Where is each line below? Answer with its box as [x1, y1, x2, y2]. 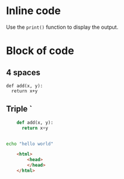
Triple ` [6, 104, 33, 114]
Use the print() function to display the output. [6, 23, 119, 31]
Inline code [6, 4, 61, 18]
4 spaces [6, 67, 41, 77]
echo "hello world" [6, 141, 54, 147]
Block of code [6, 44, 74, 58]
